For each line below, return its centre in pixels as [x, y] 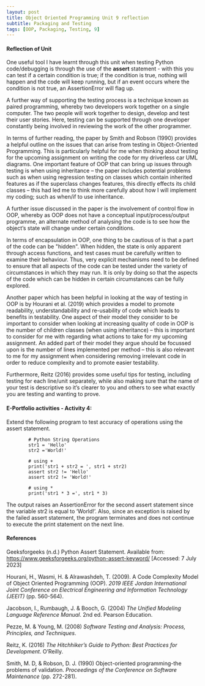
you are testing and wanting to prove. [54, 394]
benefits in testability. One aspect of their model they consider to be [92, 317]
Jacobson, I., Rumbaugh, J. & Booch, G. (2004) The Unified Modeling [94, 608]
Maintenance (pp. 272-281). [42, 676]
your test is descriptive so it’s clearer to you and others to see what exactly [101, 387]
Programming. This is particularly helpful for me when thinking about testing [102, 151]
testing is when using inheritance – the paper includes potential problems [99, 171]
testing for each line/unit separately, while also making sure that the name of [103, 381]
